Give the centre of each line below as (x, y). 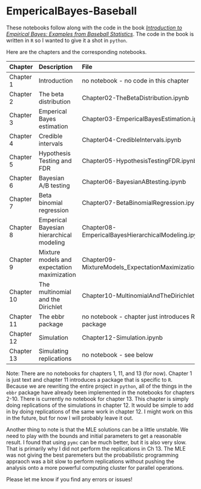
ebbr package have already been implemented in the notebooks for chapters (100, 392)
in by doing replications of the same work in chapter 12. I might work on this (100, 411)
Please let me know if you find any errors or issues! (69, 479)
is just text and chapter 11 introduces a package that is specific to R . (89, 379)
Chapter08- (99, 227)
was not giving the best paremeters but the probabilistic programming (92, 455)
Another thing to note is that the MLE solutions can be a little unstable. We (97, 429)
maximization (57, 274)
